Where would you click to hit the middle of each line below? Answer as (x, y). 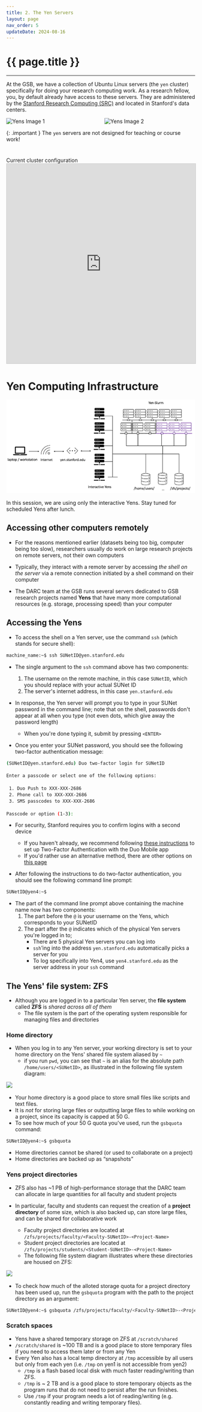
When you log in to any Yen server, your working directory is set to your (103, 1048)
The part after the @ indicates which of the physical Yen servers (102, 929)
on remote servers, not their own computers (69, 555)
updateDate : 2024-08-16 (36, 32)
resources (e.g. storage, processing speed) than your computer (94, 604)
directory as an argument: (47, 1299)
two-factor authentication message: (59, 751)
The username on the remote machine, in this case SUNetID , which (105, 678)
